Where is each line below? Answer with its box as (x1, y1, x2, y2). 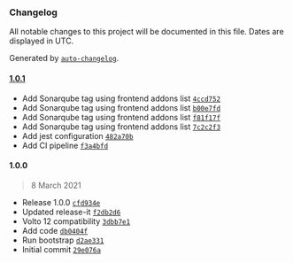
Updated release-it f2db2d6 (21, 206, 121, 217)
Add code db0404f (21, 225, 89, 236)
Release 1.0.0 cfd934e (21, 197, 101, 207)
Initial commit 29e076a (21, 244, 102, 254)
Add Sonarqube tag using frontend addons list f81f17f (21, 112, 221, 122)
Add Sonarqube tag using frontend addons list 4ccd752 (21, 93, 221, 104)
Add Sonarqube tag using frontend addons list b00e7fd (21, 102, 221, 112)
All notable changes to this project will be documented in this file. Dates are (9, 27, 285, 37)
